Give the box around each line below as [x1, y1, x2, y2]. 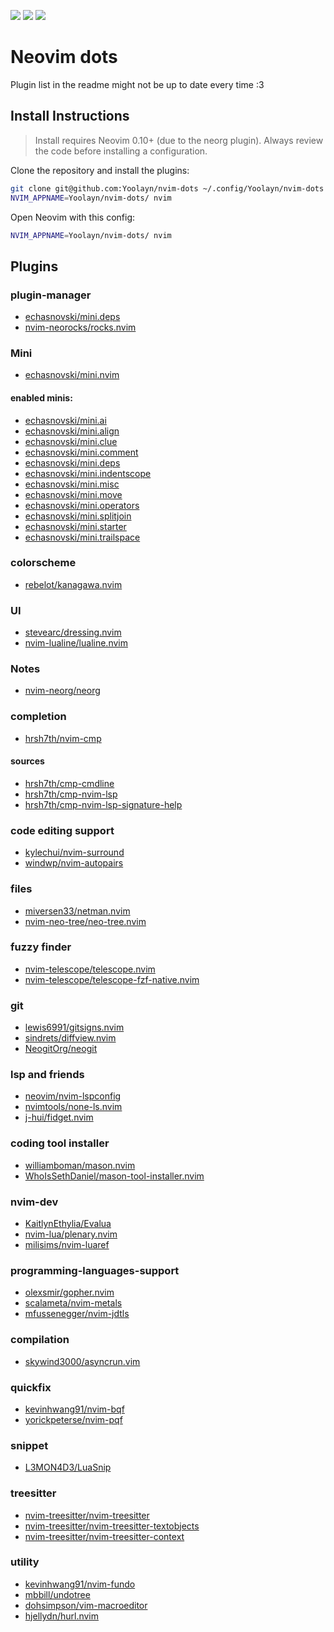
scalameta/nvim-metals [24, 1297, 123, 1309]
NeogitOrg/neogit [24, 1043, 98, 1055]
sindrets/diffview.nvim [24, 1032, 117, 1044]
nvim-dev [10, 1195, 59, 1209]
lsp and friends [10, 1068, 85, 1082]
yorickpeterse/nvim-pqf [24, 1413, 123, 1425]
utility [10, 1555, 40, 1569]
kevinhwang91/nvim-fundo [24, 1578, 136, 1590]
